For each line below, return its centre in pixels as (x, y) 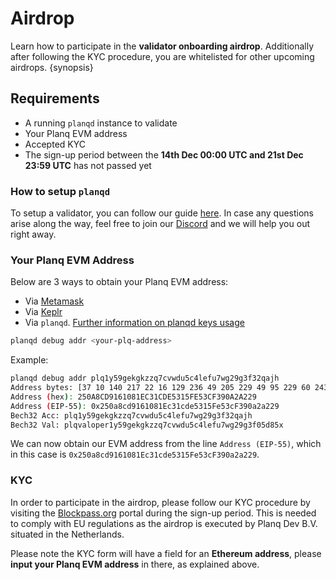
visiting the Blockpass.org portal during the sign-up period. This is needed (163, 513)
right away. (33, 234)
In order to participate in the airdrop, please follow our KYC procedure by (160, 502)
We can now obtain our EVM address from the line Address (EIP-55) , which (166, 444)
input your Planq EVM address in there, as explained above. (135, 564)
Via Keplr (43, 312)
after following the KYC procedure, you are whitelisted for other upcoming (162, 56)
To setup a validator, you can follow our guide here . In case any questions (162, 213)
